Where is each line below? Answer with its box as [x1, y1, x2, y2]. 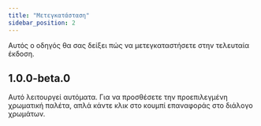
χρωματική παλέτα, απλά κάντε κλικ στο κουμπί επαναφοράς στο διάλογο [8, 101, 254, 110]
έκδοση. [8, 49, 35, 58]
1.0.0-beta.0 [8, 72, 71, 85]
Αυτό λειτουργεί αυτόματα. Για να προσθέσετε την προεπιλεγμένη [8, 92, 228, 102]
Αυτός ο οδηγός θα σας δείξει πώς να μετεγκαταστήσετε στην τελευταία [8, 40, 250, 50]
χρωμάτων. [8, 109, 46, 119]
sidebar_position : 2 [8, 19, 76, 27]
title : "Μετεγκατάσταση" [8, 11, 90, 20]
